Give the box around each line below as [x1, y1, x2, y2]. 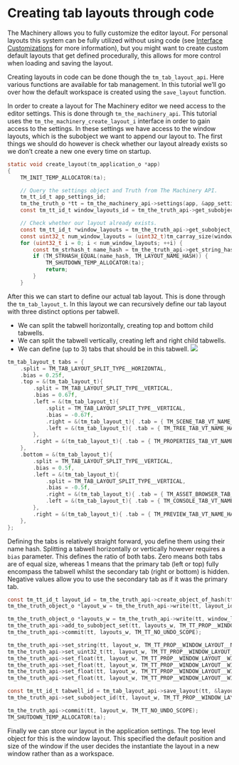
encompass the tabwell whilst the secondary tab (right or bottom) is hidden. [7, 567, 230, 576]
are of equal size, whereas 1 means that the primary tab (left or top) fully [7, 559, 219, 568]
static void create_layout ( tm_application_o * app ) [7, 160, 161, 168]
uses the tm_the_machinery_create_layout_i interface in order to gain [7, 116, 211, 125]
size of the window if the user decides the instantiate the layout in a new [7, 741, 219, 750]
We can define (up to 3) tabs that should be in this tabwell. [17, 344, 189, 353]
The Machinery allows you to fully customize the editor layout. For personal [7, 28, 228, 37]
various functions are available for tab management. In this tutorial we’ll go [7, 80, 226, 88]
